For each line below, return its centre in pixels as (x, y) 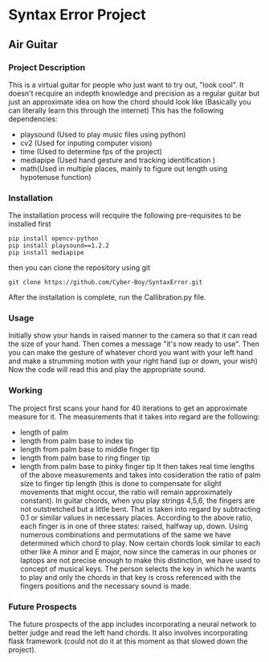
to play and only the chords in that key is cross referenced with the (130, 577)
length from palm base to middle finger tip (90, 449)
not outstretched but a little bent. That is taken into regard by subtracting (140, 509)
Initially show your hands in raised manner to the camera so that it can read (133, 336)
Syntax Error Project (77, 15)
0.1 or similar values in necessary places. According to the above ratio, (136, 517)
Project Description (47, 67)
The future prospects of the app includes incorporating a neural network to (132, 624)
